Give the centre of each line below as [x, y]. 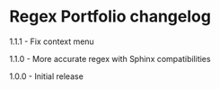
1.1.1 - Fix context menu [52, 41]
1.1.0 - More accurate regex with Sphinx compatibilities [110, 58]
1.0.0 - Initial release [46, 76]
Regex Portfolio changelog [110, 17]
